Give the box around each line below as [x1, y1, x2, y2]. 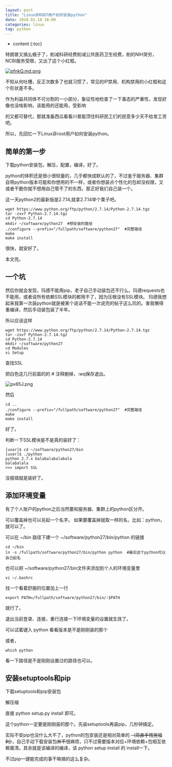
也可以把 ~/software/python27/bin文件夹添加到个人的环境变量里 [5, 565, 140, 571]
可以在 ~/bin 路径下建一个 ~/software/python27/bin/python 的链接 [5, 534, 145, 540]
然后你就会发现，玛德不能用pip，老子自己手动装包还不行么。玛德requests [5, 287, 160, 293]
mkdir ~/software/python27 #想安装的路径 [5, 221, 93, 226]
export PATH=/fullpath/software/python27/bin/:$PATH [5, 595, 120, 600]
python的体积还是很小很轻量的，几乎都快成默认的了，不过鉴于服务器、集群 [5, 173, 164, 179]
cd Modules [5, 345, 29, 351]
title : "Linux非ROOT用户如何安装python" [5, 12, 88, 17]
